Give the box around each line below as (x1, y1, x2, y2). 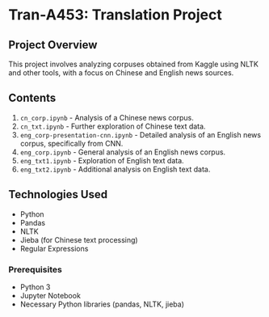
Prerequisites (8, 264, 62, 275)
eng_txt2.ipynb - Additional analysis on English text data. (19, 164, 211, 174)
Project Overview (8, 38, 98, 52)
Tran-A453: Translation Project (8, 6, 222, 24)
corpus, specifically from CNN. (19, 138, 124, 148)
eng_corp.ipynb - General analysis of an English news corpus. (19, 147, 226, 157)
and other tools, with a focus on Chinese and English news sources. (8, 68, 234, 78)
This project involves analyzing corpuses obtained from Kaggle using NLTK (8, 59, 258, 69)
